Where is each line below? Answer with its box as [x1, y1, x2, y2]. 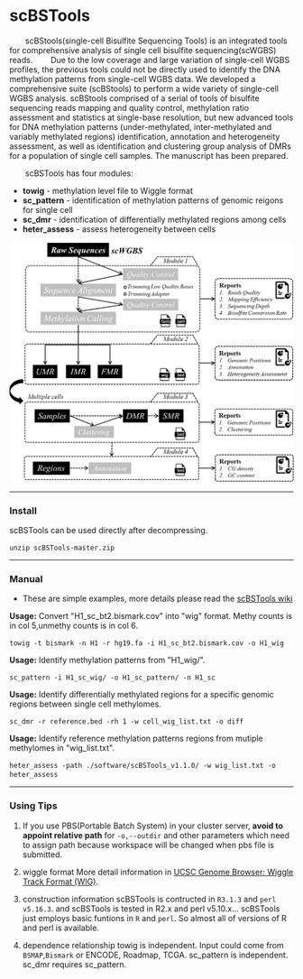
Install [9, 504, 38, 517]
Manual [9, 572, 43, 585]
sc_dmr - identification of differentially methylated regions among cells [22, 214, 287, 225]
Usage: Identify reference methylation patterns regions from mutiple [9, 733, 263, 744]
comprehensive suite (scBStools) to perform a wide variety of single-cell [9, 83, 280, 94]
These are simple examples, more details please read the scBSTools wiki [22, 593, 293, 605]
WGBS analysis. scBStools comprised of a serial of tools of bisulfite [9, 92, 260, 104]
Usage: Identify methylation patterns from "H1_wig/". [9, 655, 206, 666]
